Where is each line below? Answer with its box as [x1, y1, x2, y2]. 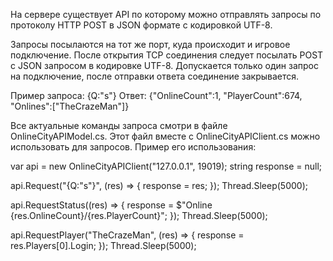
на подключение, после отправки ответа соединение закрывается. [10, 70, 300, 82]
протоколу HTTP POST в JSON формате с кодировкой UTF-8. [10, 19, 273, 31]
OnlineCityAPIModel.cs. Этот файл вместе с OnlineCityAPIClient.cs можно [10, 130, 321, 142]
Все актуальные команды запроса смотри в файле [10, 120, 228, 131]
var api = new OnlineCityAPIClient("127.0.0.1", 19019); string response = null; [10, 160, 323, 172]
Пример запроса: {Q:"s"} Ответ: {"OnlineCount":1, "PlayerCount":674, [10, 90, 303, 101]
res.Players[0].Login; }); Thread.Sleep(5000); [10, 240, 197, 251]
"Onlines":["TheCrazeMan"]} [10, 100, 130, 112]
